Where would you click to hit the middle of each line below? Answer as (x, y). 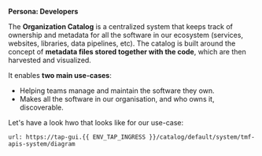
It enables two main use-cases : (60, 75)
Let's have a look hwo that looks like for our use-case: (96, 123)
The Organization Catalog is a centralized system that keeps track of (121, 26)
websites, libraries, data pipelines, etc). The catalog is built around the (122, 43)
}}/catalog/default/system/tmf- (202, 137)
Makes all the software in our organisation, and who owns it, (117, 99)
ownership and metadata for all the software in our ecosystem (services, (126, 35)
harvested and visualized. (50, 60)
